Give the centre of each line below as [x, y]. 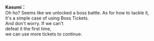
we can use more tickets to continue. [44, 34]
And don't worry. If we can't [34, 23]
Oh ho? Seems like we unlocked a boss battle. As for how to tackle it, [77, 13]
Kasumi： [16, 7]
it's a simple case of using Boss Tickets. [47, 18]
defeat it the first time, [28, 29]
